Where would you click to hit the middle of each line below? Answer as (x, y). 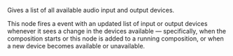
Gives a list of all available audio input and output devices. (91, 10)
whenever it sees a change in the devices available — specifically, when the (116, 31)
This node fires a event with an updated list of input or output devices (107, 23)
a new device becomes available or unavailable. (76, 46)
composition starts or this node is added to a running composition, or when (115, 38)
